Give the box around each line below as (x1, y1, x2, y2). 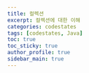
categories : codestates (7, 23, 77, 30)
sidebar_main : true (7, 56, 64, 63)
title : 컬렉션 (7, 10, 44, 17)
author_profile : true (7, 49, 71, 56)
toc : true (7, 36, 36, 43)
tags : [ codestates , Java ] (7, 29, 83, 37)
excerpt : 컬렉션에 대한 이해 (7, 17, 81, 24)
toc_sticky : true (7, 42, 58, 49)
